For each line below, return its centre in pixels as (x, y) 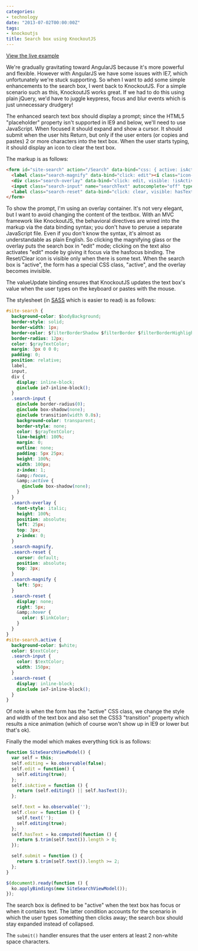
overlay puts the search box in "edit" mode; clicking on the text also (88, 246)
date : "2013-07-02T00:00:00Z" (43, 22)
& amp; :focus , (33, 475)
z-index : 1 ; (31, 470)
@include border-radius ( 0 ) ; (51, 404)
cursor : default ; (38, 558)
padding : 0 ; (26, 355)
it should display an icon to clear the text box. (61, 147)
